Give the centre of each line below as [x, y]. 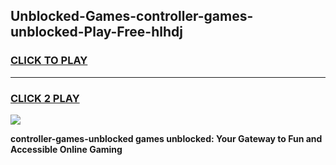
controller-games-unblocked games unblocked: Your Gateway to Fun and [166, 138]
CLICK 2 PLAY [45, 98]
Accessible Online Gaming [66, 149]
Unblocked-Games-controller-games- [132, 16]
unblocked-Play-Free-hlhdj [96, 32]
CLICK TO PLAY [49, 61]
